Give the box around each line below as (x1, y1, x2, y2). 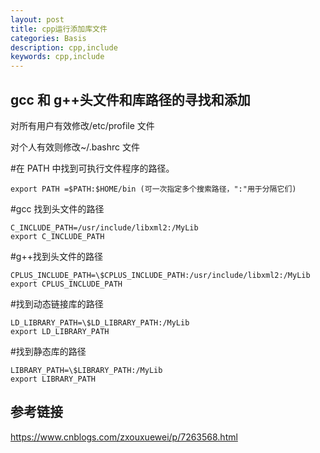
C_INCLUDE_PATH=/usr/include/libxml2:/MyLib (10, 222, 199, 233)
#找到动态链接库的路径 (10, 297, 104, 310)
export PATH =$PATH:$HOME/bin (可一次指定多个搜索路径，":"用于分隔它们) (10, 184, 297, 194)
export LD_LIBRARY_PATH (10, 326, 110, 336)
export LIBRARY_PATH (10, 374, 97, 384)
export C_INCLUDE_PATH (10, 231, 105, 241)
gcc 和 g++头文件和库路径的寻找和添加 (10, 91, 251, 108)
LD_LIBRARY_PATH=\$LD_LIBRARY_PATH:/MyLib (10, 317, 190, 328)
